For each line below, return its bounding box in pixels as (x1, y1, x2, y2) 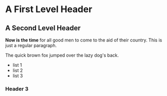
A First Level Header (5, 4, 93, 15)
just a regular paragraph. (5, 42, 57, 49)
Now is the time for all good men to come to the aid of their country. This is (5, 37, 162, 43)
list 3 (12, 73, 23, 79)
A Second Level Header (5, 24, 81, 32)
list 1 (12, 62, 22, 68)
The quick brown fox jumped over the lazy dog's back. (5, 52, 119, 58)
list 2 (12, 67, 23, 73)
